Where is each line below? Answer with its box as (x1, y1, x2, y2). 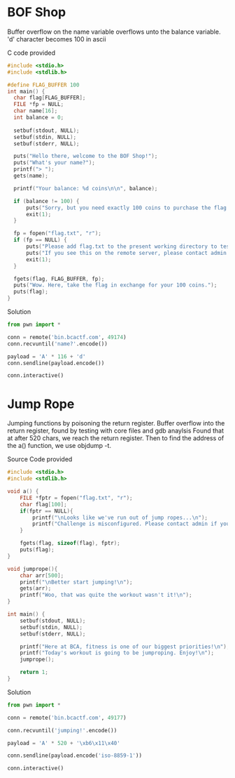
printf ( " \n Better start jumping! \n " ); (20, 579, 133, 586)
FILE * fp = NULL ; (13, 101, 64, 108)
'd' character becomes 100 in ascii (7, 34, 106, 43)
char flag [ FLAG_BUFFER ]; (13, 94, 86, 102)
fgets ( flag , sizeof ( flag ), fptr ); (20, 540, 120, 547)
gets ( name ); (13, 173, 49, 180)
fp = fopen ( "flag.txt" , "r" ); (13, 230, 101, 237)
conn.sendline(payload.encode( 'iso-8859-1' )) (7, 752, 142, 759)
